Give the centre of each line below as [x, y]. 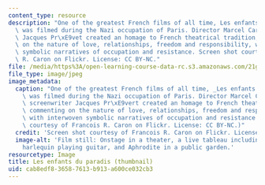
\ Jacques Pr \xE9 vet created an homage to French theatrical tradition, [137, 37]
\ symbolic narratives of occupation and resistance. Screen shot [127, 52]
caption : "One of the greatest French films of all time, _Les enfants [136, 89]
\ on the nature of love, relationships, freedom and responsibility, [134, 45]
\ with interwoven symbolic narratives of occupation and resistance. [141, 118]
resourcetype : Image [42, 154]
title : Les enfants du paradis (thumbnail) [81, 162]
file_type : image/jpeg [45, 74]
